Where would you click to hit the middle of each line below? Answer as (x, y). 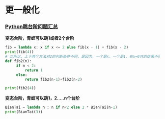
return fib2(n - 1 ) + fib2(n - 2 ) (54, 79)
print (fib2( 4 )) (21, 88)
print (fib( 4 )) (20, 52)
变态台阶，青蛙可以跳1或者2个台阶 (40, 38)
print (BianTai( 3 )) (24, 112)
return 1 (34, 70)
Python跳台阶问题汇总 (31, 26)
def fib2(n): (18, 61)
